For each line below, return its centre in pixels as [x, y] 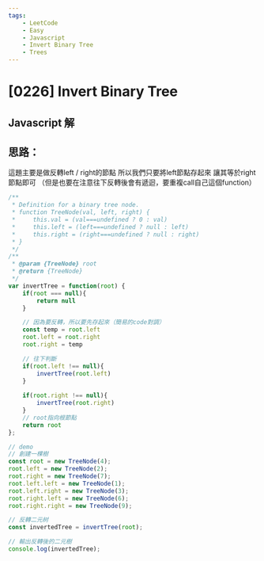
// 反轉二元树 [28, 520]
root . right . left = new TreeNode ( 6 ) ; [68, 498]
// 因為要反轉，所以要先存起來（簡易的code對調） [94, 322]
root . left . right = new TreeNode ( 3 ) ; [68, 491]
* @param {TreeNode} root [54, 264]
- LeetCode [40, 23]
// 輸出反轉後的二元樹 [40, 542]
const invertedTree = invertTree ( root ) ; [76, 528]
